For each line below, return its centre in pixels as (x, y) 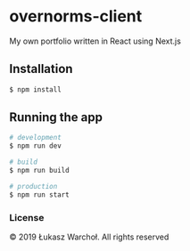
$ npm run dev (36, 146)
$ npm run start (39, 194)
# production (33, 186)
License (27, 217)
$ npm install (36, 89)
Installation (41, 69)
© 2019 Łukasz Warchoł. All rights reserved (89, 237)
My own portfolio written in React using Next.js (95, 41)
